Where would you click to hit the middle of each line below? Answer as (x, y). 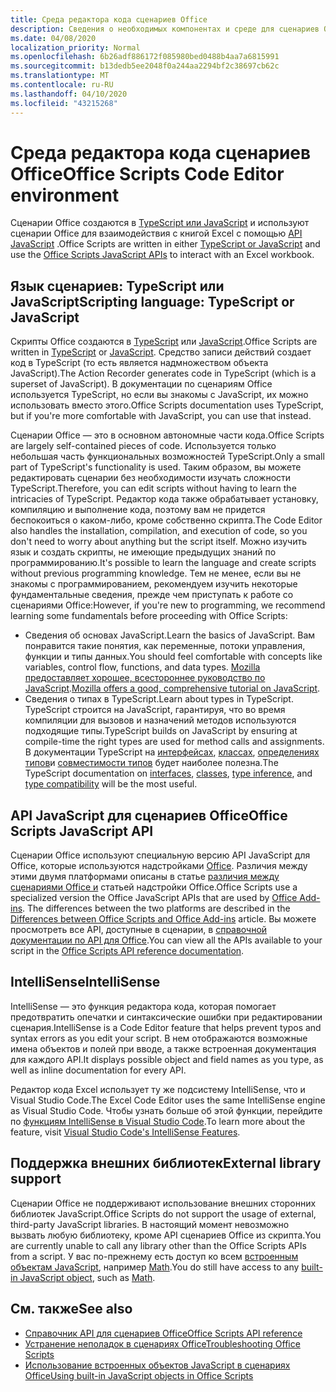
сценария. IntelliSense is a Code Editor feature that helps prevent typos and (166, 1027)
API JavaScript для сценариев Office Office (149, 815)
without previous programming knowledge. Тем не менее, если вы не (156, 573)
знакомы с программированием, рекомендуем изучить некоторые (154, 584)
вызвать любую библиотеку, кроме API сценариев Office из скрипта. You (166, 1235)
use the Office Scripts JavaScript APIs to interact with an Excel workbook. (162, 255)
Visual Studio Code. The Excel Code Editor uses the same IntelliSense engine (168, 1100)
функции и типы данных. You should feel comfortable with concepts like (173, 657)
